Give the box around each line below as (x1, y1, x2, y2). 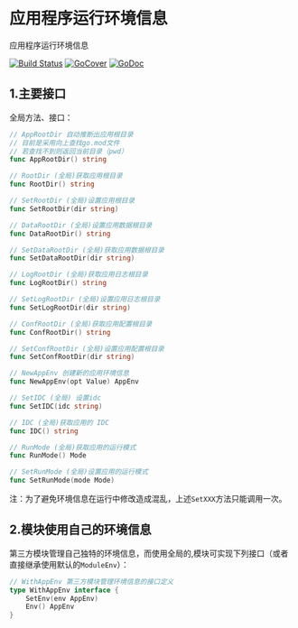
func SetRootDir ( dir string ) (9, 204, 119, 213)
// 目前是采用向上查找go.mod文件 (9, 138, 120, 147)
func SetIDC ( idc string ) (9, 402, 103, 411)
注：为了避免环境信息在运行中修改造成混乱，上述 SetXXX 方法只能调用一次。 (9, 494, 287, 503)
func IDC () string (9, 426, 79, 436)
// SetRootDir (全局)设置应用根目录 (9, 196, 135, 205)
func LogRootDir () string (9, 279, 107, 288)
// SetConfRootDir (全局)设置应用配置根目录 (9, 344, 164, 353)
